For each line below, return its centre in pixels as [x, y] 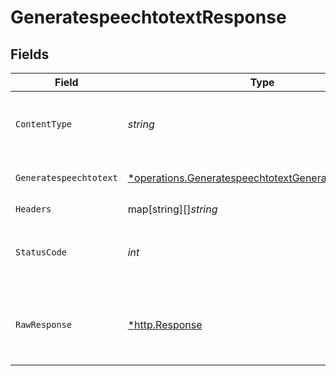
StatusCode [41, 252]
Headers [33, 209]
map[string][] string [172, 209]
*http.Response [165, 324]
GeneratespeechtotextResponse [148, 17]
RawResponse [44, 324]
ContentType [44, 124]
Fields [30, 54]
